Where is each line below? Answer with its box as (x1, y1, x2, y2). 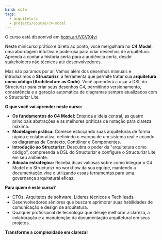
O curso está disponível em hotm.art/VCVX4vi (5, 34, 97, 40)
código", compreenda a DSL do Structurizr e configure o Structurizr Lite (12, 149, 156, 155)
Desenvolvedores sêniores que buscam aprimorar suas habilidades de (12, 199, 153, 205)
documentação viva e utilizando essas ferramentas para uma (12, 170, 134, 176)
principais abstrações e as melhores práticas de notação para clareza (12, 118, 152, 124)
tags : (5, 12, 16, 17)
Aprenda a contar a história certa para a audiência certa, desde (5, 54, 132, 60)
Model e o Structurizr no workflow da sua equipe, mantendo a (12, 165, 136, 171)
